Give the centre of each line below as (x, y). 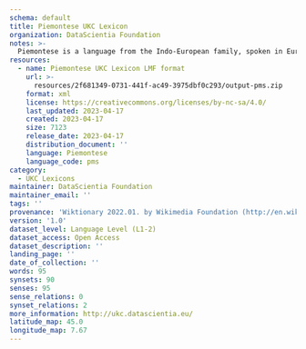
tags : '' (26, 204)
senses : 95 (30, 288)
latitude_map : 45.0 (46, 322)
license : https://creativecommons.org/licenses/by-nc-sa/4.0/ (146, 102)
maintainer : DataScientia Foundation (81, 187)
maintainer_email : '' (51, 195)
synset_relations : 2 (49, 305)
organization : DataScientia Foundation (85, 35)
